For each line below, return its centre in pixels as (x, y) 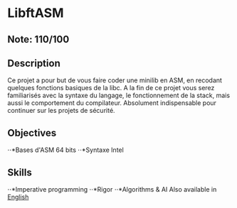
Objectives (32, 133)
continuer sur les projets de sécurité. (61, 111)
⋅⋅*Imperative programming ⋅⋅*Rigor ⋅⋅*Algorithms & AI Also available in (112, 190)
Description (34, 63)
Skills (20, 172)
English (18, 197)
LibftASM (36, 13)
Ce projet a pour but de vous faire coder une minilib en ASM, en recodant (115, 80)
